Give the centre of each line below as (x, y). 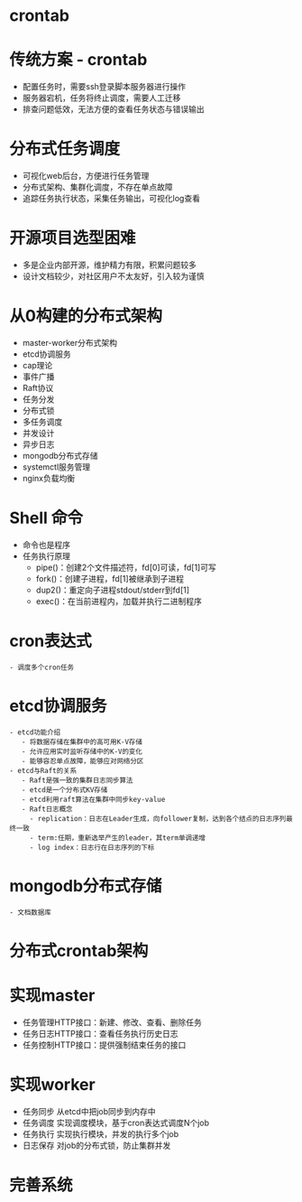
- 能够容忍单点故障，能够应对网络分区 (82, 761)
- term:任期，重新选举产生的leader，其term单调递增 (117, 838)
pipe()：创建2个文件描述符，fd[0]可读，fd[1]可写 (126, 567)
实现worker (53, 1085)
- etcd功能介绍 (35, 732)
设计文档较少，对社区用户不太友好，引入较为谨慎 (113, 276)
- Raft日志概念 (47, 809)
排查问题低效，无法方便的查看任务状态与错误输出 (113, 109)
